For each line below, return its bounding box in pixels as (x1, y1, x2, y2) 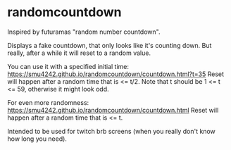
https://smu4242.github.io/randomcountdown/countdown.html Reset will (7, 106, 219, 114)
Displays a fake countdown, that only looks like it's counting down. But (7, 41, 212, 49)
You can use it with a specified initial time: (7, 62, 129, 70)
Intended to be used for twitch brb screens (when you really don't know (7, 127, 216, 135)
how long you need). (7, 135, 67, 143)
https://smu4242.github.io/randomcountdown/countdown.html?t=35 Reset (7, 70, 224, 78)
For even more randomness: (7, 98, 89, 106)
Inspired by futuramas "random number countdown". (7, 27, 161, 36)
